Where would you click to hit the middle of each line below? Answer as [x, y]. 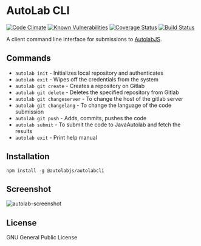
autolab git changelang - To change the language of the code [93, 105]
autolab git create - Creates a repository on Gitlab [80, 86]
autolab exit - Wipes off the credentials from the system [87, 79]
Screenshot [29, 189]
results [24, 131]
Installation [28, 156]
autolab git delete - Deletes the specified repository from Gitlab [97, 92]
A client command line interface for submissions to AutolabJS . [84, 39]
